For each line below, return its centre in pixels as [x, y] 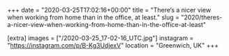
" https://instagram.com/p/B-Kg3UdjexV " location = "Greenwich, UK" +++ [113, 45]
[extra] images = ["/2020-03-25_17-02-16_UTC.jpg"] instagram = [101, 38]
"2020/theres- [202, 17]
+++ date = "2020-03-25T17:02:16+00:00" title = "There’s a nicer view [109, 10]
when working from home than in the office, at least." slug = [94, 17]
